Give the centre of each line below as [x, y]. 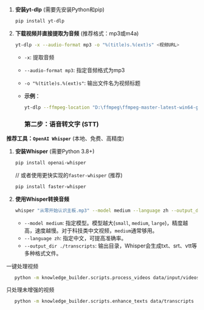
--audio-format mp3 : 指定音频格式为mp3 [74, 70]
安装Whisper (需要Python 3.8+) [55, 151]
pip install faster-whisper [50, 187]
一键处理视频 [22, 266]
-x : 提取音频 [39, 57]
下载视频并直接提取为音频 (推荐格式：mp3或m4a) [77, 33]
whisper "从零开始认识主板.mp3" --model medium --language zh [92, 211]
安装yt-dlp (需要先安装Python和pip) [60, 9]
